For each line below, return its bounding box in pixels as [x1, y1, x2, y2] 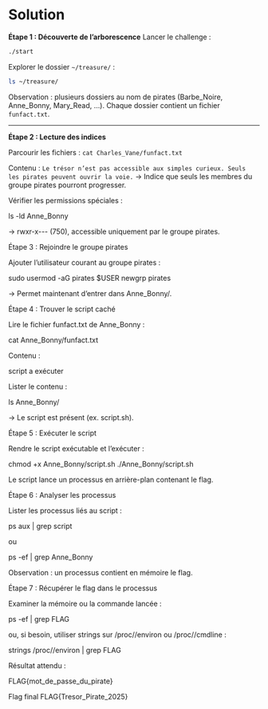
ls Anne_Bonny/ [8, 397, 60, 407]
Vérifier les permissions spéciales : [8, 195, 124, 205]
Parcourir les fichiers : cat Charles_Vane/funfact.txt [8, 147, 183, 157]
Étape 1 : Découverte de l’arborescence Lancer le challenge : [8, 32, 211, 42]
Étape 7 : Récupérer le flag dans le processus [8, 583, 158, 593]
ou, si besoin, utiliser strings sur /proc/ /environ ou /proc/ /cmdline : [8, 630, 227, 639]
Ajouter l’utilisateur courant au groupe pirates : [8, 258, 161, 267]
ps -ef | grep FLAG [8, 614, 70, 623]
